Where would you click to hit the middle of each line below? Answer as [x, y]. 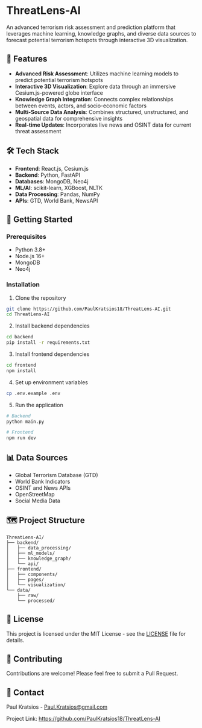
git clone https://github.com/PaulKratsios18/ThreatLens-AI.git [89, 309]
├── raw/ [28, 595]
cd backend [20, 337]
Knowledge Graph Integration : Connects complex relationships [94, 99]
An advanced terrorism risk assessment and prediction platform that [91, 27]
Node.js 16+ [30, 256]
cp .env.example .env [33, 393]
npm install [21, 371]
